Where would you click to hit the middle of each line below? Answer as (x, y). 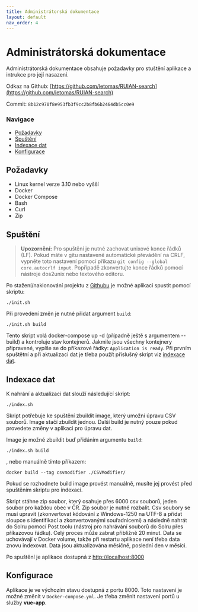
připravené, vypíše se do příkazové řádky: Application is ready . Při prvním (99, 348)
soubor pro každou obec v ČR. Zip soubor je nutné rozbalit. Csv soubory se (98, 508)
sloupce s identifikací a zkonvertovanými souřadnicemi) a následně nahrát (97, 521)
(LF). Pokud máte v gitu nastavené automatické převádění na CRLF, (103, 255)
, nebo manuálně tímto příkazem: (46, 462)
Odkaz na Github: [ (29, 86)
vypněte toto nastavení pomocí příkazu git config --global (94, 261)
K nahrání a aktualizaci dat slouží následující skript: (68, 394)
